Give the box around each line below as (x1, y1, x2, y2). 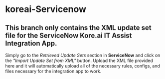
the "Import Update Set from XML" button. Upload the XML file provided (5, 57, 154, 63)
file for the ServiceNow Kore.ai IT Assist (5, 31, 132, 39)
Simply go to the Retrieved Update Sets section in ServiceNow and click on (5, 52, 161, 58)
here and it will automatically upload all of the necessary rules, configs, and (5, 63, 161, 68)
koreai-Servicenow (5, 3, 86, 15)
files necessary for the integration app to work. (5, 68, 102, 74)
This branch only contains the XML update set (5, 23, 152, 32)
